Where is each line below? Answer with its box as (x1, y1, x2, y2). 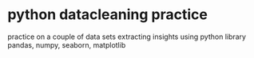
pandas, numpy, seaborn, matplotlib (7, 40, 126, 49)
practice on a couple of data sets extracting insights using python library (7, 32, 247, 41)
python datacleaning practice (7, 6, 208, 24)
